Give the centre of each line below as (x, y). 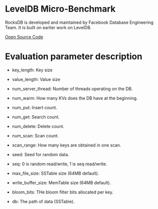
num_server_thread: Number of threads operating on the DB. (72, 89)
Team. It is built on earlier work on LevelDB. (48, 27)
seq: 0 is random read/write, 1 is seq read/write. (59, 164)
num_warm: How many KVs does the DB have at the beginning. (75, 98)
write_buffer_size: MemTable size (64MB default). (61, 182)
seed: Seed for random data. (40, 154)
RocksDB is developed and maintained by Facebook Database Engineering (79, 22)
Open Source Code (24, 37)
